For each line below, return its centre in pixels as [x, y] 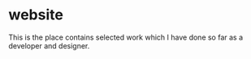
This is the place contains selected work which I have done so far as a [126, 37]
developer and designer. [49, 45]
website [36, 15]
